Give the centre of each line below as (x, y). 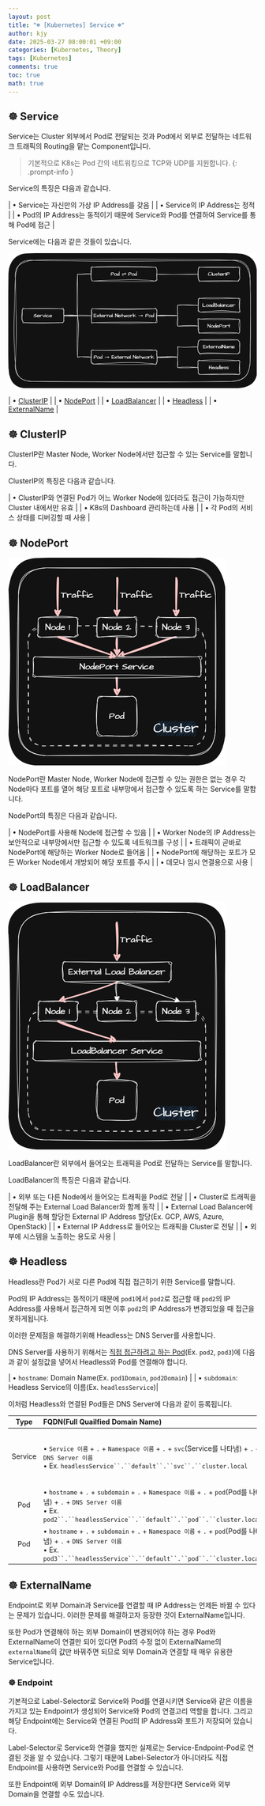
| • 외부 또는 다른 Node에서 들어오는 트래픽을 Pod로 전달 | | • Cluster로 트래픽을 (132, 1196)
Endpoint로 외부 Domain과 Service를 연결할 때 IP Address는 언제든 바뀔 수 (125, 1605)
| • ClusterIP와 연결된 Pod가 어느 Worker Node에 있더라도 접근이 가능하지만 (126, 498)
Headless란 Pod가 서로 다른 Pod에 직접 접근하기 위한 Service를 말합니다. (122, 1282)
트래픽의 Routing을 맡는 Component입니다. (84, 146)
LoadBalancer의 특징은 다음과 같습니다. (70, 1179)
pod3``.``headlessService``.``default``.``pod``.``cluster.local (153, 1558)
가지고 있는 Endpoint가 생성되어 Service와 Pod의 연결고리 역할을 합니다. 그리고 (131, 1711)
